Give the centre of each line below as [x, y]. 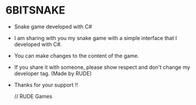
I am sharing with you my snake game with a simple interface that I [95, 38]
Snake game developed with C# [53, 27]
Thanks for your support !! [46, 85]
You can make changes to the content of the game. [77, 55]
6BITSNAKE [36, 10]
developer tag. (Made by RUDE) [53, 73]
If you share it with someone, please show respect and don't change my [102, 67]
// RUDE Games [33, 96]
